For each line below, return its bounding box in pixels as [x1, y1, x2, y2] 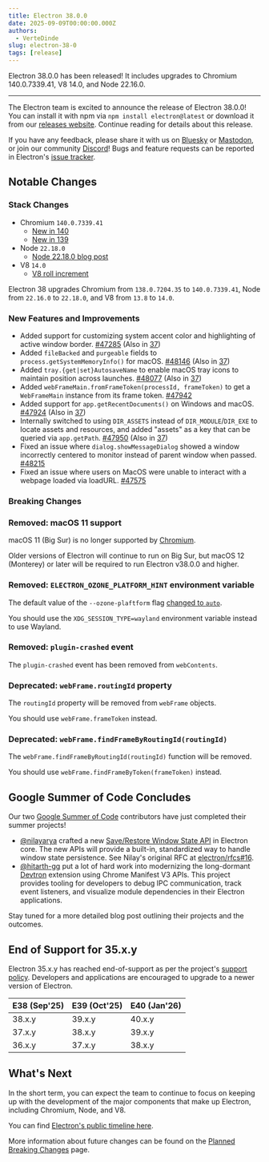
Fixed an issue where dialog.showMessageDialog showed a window [19, 442, 240, 451]
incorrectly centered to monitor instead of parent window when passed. [19, 450, 257, 459]
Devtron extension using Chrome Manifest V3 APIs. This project [19, 870, 231, 880]
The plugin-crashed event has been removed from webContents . [8, 660, 219, 669]
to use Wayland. [8, 622, 62, 631]
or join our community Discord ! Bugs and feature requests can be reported [8, 143, 255, 153]
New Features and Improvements [8, 313, 140, 324]
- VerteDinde [15, 34, 59, 42]
